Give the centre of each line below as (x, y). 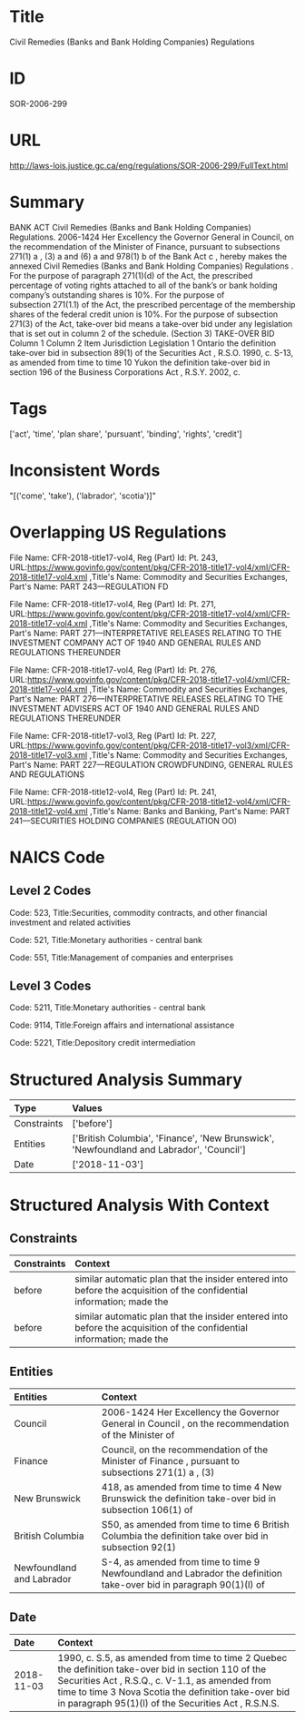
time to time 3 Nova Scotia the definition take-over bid (174, 1692)
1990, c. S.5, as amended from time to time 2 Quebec (172, 1657)
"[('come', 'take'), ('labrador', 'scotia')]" (83, 496)
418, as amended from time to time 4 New (192, 1488)
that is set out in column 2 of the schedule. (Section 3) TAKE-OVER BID (142, 333)
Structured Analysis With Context (139, 1205)
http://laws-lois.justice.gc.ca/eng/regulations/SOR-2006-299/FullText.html (149, 165)
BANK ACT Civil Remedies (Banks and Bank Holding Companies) (130, 227)
